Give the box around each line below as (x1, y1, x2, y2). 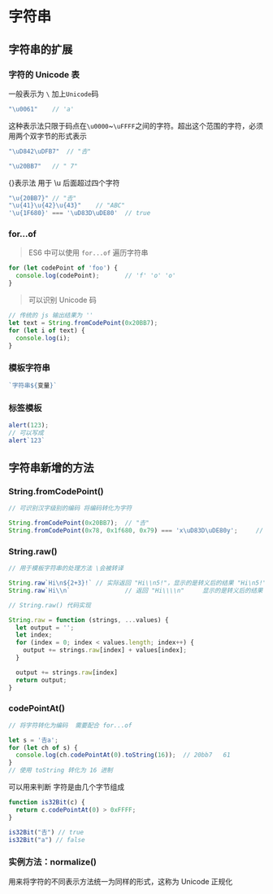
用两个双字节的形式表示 (8, 131, 87, 141)
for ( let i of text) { (8, 326, 85, 335)
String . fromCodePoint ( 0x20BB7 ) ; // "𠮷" (8, 519, 149, 528)
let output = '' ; (15, 624, 75, 632)
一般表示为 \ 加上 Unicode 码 (8, 89, 99, 99)
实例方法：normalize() (8, 857, 97, 868)
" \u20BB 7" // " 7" (8, 162, 79, 170)
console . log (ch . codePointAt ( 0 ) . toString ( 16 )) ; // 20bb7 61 (15, 751, 231, 760)
